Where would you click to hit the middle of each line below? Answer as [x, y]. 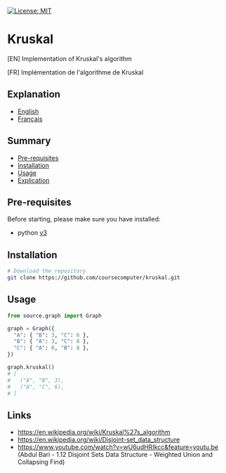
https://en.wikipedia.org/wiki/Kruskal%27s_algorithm [94, 432]
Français [30, 119]
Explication [33, 180]
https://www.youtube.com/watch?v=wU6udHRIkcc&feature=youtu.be [118, 447]
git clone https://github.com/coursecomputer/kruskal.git [94, 278]
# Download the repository [47, 271]
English [28, 111]
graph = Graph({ [31, 328]
